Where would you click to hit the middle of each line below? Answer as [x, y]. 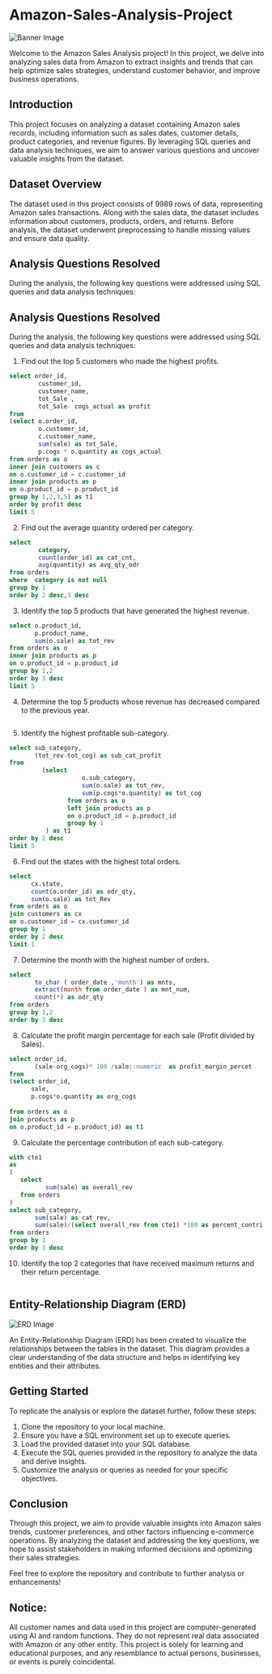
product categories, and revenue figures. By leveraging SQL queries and [130, 141]
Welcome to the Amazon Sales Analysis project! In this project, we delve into [137, 53]
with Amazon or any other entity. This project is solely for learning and [126, 1645]
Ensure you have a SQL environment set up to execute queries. [126, 1435]
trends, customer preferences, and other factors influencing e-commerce [132, 1532]
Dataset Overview [55, 184]
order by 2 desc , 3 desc [49, 595]
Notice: [28, 1608]
